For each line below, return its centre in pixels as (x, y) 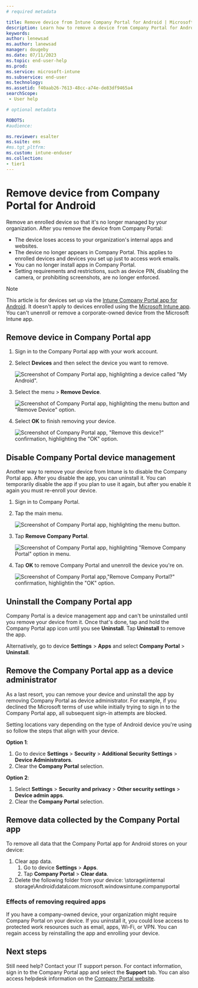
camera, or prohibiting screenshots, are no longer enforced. (87, 277)
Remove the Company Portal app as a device (90, 671)
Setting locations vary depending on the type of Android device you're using (99, 724)
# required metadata (32, 12)
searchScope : (22, 94)
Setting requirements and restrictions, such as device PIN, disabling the (101, 271)
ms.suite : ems (24, 142)
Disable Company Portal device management (91, 457)
